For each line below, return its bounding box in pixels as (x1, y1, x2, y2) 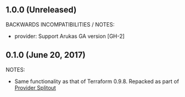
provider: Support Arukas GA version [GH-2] (14, 33, 125, 40)
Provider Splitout (14, 84, 57, 91)
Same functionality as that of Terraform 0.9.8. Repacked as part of (14, 78, 179, 85)
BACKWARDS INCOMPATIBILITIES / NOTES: (5, 20, 115, 28)
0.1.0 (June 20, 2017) (5, 50, 86, 60)
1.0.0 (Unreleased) (5, 5, 77, 15)
